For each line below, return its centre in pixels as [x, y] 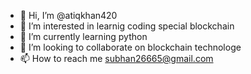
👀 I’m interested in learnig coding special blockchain [127, 26]
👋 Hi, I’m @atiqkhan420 [68, 15]
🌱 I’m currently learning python [83, 36]
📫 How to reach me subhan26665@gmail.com [116, 58]
